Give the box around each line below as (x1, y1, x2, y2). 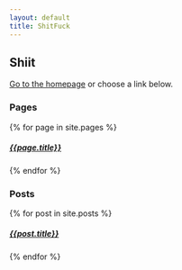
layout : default (9, 13, 70, 22)
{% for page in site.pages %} (9, 121, 117, 132)
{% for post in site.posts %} (9, 208, 113, 219)
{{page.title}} (9, 142, 61, 153)
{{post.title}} (9, 229, 59, 239)
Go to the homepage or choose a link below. (9, 78, 174, 90)
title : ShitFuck (9, 22, 70, 31)
